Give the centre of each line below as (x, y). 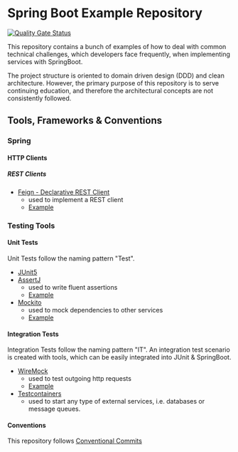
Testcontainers (39, 394)
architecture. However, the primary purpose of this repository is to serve (113, 83)
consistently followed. (39, 98)
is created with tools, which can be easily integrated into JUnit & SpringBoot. (119, 357)
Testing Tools (31, 226)
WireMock (33, 371)
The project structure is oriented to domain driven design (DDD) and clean (116, 75)
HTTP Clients (27, 157)
